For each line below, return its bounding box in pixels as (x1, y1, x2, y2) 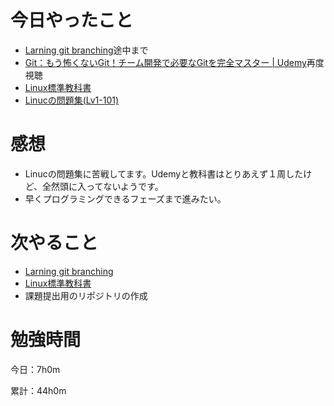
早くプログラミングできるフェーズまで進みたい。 (24, 192, 227, 205)
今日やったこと (10, 9, 134, 32)
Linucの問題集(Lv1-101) (24, 94, 120, 106)
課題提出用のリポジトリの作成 (24, 289, 148, 301)
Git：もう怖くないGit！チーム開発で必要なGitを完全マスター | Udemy (24, 56, 307, 68)
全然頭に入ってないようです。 (42, 180, 164, 192)
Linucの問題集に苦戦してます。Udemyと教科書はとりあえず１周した (24, 167, 304, 180)
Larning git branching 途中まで (24, 44, 149, 56)
